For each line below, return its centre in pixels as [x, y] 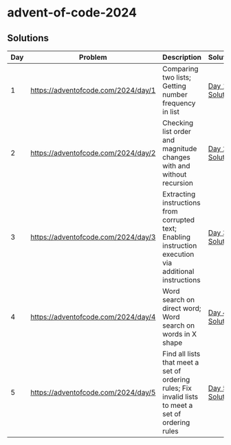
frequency [179, 103]
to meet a [178, 405]
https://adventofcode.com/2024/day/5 [93, 392]
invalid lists [180, 397]
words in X [180, 334]
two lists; [177, 77]
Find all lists [181, 354]
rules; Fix [177, 388]
